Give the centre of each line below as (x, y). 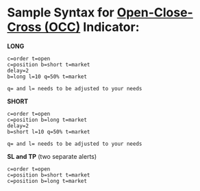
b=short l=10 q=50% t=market (49, 131)
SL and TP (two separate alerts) (52, 156)
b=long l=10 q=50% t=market (47, 77)
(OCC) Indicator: (92, 27)
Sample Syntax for (61, 13)
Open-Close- (155, 13)
